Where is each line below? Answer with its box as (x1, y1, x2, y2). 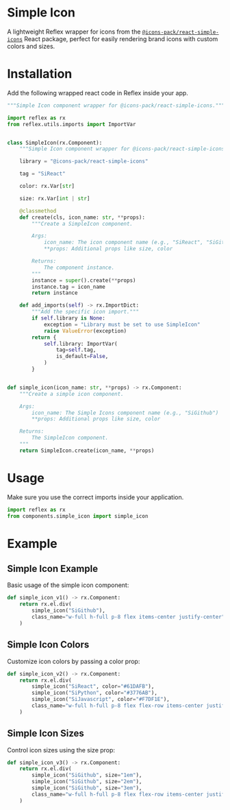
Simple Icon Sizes (7, 728, 84, 739)
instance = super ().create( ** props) (31, 276, 136, 284)
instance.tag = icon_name (31, 283, 106, 290)
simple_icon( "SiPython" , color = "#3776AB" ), (31, 689, 157, 697)
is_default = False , (55, 353, 109, 360)
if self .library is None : (31, 315, 106, 322)
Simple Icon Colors (7, 639, 90, 651)
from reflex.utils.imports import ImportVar (7, 121, 136, 128)
